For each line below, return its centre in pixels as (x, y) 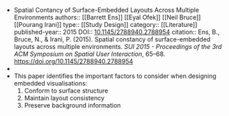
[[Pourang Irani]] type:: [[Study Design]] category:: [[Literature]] (105, 25)
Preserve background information (72, 105)
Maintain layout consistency (64, 98)
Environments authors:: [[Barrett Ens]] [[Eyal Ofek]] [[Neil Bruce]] (107, 17)
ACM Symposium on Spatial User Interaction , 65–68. (89, 54)
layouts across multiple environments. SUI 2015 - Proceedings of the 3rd (118, 47)
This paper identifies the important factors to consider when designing (115, 76)
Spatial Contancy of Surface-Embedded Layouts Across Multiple (106, 10)
